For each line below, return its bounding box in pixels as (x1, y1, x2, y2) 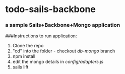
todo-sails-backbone (5, 4, 96, 15)
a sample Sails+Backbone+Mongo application (5, 22, 120, 29)
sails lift (12, 64, 29, 70)
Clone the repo (12, 43, 44, 49)
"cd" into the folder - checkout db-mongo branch (12, 48, 115, 54)
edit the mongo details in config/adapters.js (12, 59, 104, 65)
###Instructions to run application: (5, 33, 77, 39)
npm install (12, 53, 36, 59)
